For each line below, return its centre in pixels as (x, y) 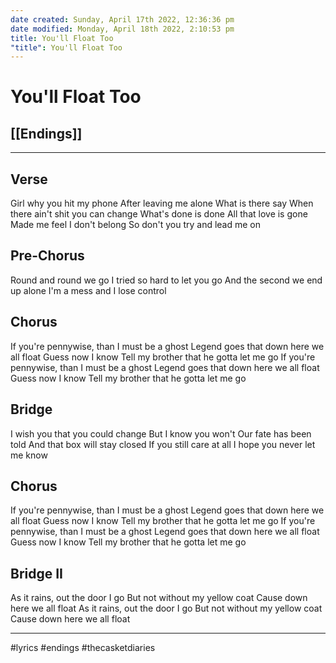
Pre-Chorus (47, 256)
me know (29, 455)
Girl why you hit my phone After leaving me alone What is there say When (162, 203)
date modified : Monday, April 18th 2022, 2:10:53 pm (122, 29)
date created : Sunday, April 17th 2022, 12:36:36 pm (122, 19)
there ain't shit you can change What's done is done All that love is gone (159, 214)
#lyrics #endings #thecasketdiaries (83, 648)
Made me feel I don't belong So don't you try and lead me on (136, 225)
